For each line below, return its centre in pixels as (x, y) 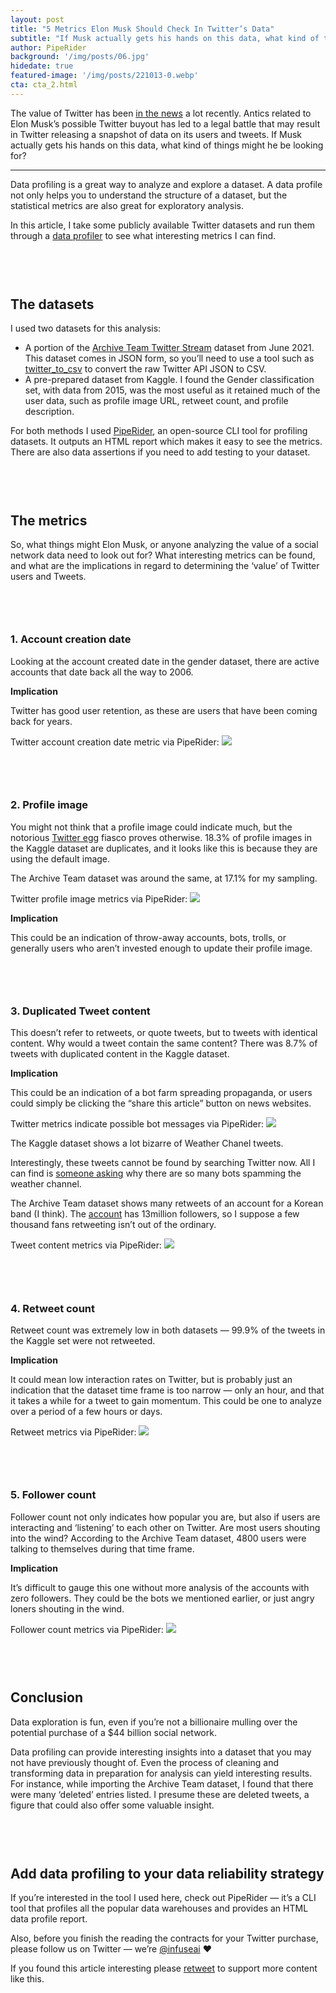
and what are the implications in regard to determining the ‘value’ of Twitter (165, 566)
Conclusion (47, 1697)
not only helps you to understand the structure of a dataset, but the (149, 195)
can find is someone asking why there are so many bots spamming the (156, 1173)
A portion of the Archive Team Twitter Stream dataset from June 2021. (169, 347)
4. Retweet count (53, 1308)
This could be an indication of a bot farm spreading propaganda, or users (161, 1093)
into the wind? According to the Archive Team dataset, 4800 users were (158, 1538)
